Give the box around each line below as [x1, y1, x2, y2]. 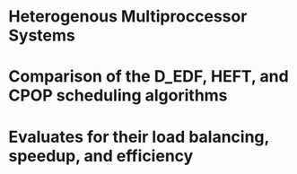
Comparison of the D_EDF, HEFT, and [8, 66, 289, 87]
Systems [8, 25, 75, 46]
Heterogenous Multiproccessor [8, 6, 248, 27]
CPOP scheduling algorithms [8, 85, 228, 106]
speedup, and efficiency [8, 145, 194, 166]
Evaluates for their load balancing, [8, 126, 270, 147]
